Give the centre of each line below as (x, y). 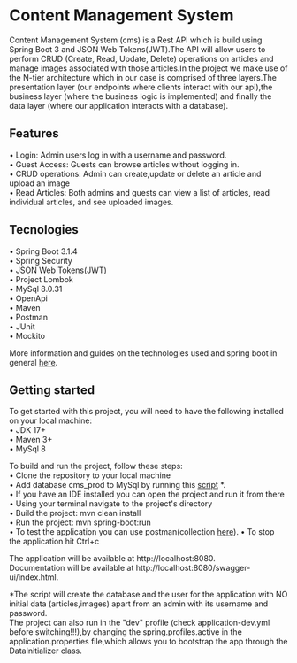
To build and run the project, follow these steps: (96, 466)
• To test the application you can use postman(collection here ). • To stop (142, 532)
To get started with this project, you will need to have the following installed (147, 412)
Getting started (52, 390)
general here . (34, 362)
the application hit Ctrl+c (54, 542)
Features (34, 134)
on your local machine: (51, 420)
